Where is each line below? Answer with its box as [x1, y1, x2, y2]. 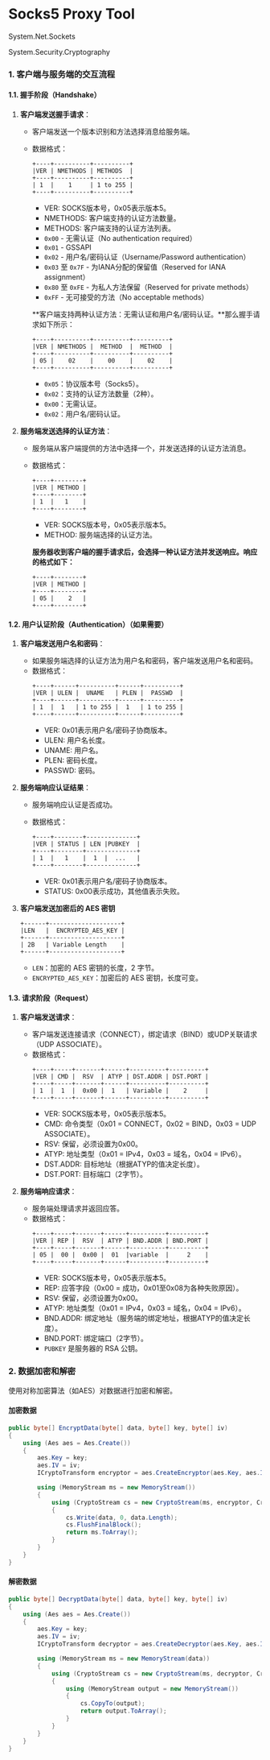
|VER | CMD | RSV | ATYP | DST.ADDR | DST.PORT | [31, 1073, 209, 1081]
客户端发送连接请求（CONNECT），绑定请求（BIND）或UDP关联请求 [31, 1029, 258, 1039]
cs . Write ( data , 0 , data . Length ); [65, 1514, 178, 1522]
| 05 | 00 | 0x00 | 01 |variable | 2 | [31, 1251, 209, 1259]
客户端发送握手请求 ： [19, 110, 91, 119]
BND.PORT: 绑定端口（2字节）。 [43, 1334, 149, 1344]
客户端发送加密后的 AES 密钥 [19, 904, 116, 913]
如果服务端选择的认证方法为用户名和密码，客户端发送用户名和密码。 [31, 656, 258, 665]
